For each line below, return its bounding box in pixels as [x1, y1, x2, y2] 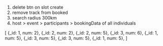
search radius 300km [12, 15, 57, 20]
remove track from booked [12, 9, 68, 15]
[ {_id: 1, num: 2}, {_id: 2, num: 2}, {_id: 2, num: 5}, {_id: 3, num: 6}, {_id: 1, [5, 30, 158, 35]
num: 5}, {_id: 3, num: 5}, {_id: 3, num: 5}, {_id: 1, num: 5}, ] [5, 35, 127, 41]
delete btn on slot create [12, 4, 64, 10]
